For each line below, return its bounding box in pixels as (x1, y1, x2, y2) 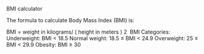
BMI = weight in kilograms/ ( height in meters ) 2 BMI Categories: (6, 28, 171, 35)
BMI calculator (6, 5, 43, 12)
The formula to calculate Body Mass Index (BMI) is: (6, 17, 135, 23)
